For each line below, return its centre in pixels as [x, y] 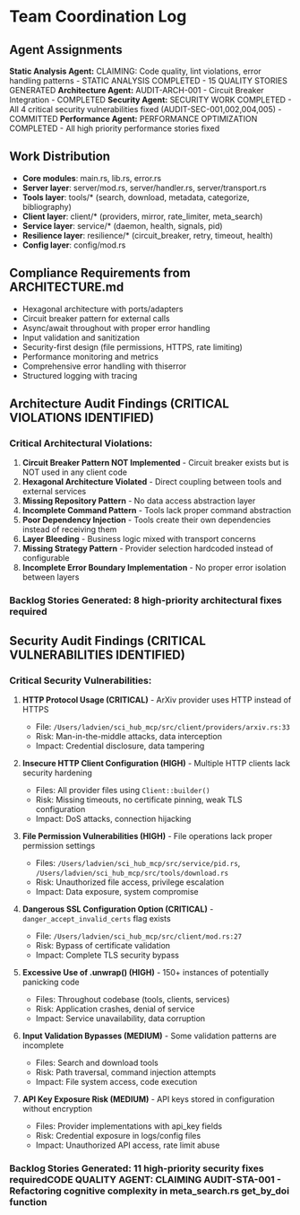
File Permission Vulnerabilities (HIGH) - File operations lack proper [147, 835]
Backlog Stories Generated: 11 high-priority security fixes [137, 1168]
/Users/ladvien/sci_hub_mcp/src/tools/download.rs [132, 873]
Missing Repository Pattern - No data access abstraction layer [139, 501]
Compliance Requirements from [100, 273]
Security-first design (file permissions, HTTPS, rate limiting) [133, 346]
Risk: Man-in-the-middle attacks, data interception [129, 736]
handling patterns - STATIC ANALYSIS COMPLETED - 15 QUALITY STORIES [149, 81]
